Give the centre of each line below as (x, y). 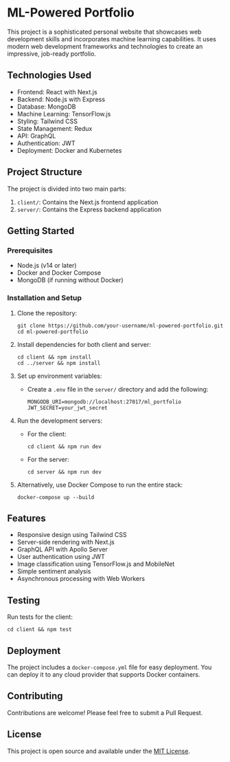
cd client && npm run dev (64, 446)
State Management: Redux (55, 128)
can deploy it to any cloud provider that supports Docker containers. (104, 674)
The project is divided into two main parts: (67, 189)
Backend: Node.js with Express (61, 99)
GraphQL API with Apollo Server (62, 549)
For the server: (48, 459)
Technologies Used (49, 75)
